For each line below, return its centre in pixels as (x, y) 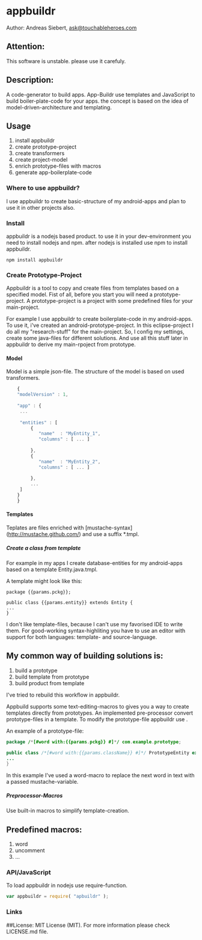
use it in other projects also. (41, 207)
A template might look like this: (44, 581)
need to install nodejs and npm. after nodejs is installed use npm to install (97, 242)
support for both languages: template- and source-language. (82, 637)
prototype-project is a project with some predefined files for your (112, 301)
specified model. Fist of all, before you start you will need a (80, 295)
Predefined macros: (44, 830)
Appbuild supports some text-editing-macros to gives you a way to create (98, 706)
